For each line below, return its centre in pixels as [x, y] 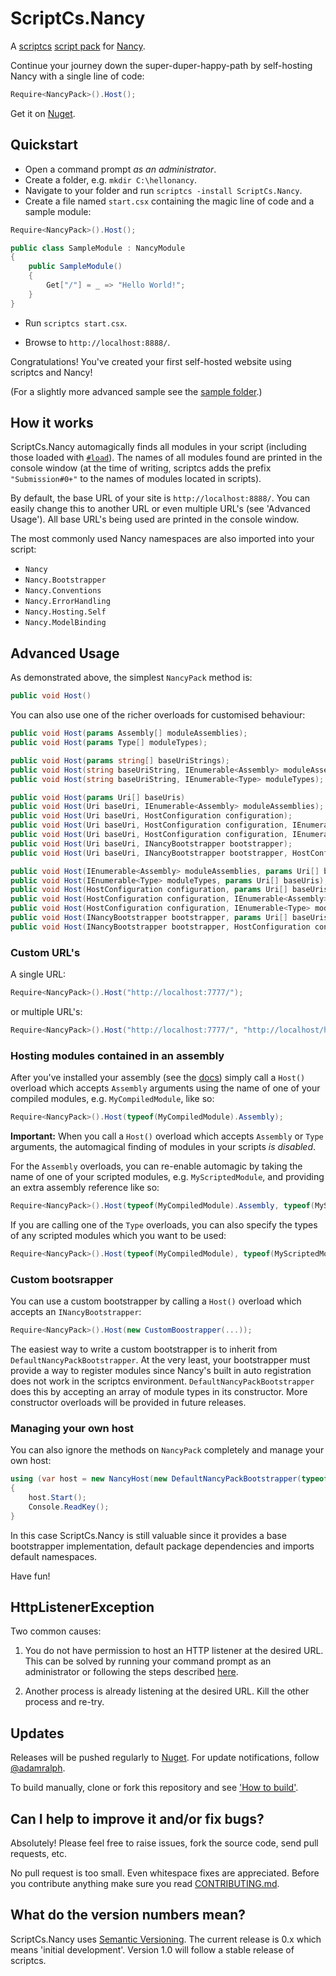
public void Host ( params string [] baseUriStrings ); [120, 760]
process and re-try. [64, 1702]
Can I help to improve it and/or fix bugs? [137, 1818]
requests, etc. [39, 1853]
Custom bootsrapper [62, 1279]
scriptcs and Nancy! [51, 372]
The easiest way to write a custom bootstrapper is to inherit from [144, 1349]
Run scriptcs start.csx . [76, 323]
